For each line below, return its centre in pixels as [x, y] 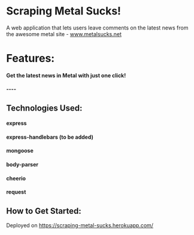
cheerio [16, 178]
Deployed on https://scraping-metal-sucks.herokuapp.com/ [80, 225]
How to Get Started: [44, 211]
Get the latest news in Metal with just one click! [66, 75]
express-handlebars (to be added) [50, 137]
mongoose [20, 151]
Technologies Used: [44, 108]
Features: [31, 59]
